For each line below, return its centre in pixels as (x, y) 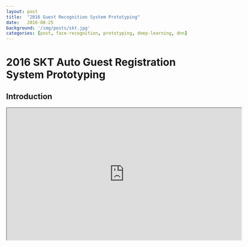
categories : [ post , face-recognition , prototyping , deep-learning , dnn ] (97, 33)
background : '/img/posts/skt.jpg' (48, 28)
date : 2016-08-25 (30, 22)
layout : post (22, 11)
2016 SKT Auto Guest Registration (91, 62)
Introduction (29, 97)
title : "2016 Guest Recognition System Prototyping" (73, 17)
